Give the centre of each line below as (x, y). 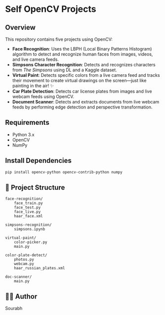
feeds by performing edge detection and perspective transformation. (82, 107)
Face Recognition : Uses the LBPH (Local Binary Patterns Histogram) (82, 49)
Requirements (27, 123)
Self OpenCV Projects (51, 9)
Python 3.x (23, 134)
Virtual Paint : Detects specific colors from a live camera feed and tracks (86, 75)
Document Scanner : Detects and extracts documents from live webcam (86, 102)
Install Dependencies (38, 161)
